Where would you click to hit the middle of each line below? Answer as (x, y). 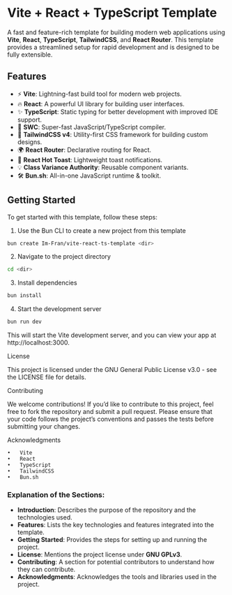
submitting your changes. (44, 426)
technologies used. (45, 517)
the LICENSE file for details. (47, 377)
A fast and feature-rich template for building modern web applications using (116, 32)
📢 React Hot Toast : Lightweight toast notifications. (90, 159)
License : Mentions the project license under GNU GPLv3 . (100, 554)
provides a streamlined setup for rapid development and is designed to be (113, 47)
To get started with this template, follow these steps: (83, 217)
